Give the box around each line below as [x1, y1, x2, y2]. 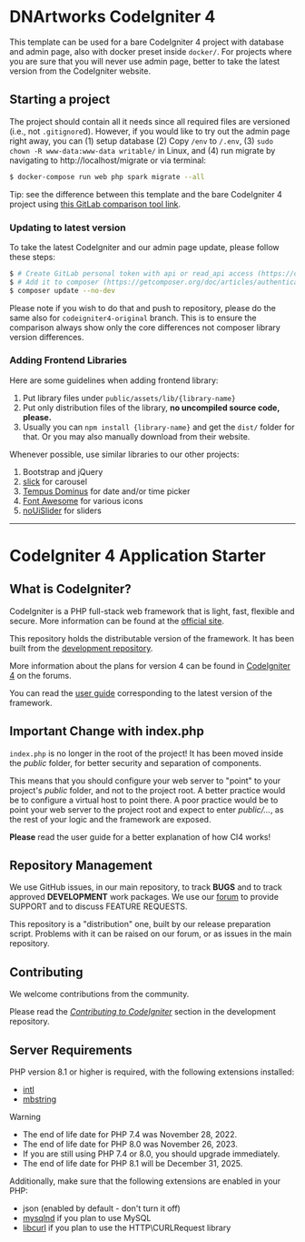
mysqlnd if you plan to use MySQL [22, 1213, 152, 1224]
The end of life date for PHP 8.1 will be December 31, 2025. [22, 1158, 243, 1169]
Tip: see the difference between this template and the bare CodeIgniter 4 [9, 188, 283, 199]
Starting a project [9, 92, 111, 107]
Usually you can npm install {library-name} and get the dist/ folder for [22, 421, 295, 432]
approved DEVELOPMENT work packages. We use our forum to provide [9, 892, 280, 903]
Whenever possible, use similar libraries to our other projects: [9, 449, 240, 459]
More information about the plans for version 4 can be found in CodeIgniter [9, 660, 290, 671]
